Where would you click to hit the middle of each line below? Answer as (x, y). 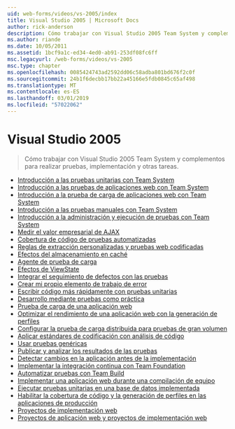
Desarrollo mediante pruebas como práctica (81, 299)
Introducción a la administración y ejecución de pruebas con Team (113, 217)
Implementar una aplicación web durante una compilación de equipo (116, 380)
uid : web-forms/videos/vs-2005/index (62, 14)
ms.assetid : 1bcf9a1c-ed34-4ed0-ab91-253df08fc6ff (83, 53)
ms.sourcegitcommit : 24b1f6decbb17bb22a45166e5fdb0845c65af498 (101, 79)
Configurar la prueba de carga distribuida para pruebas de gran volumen (122, 328)
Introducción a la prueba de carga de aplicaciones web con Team (112, 195)
